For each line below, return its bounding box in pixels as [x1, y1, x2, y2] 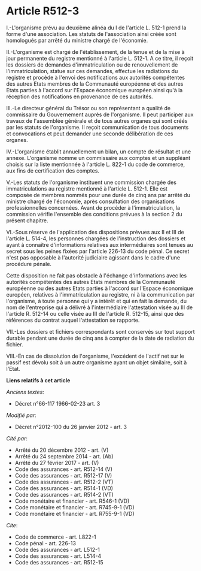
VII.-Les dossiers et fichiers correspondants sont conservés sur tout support [6, 328, 195, 335]
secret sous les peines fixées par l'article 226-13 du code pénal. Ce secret [6, 247, 190, 255]
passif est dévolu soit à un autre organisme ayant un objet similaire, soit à [6, 358, 187, 366]
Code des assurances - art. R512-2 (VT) [14, 478, 114, 485]
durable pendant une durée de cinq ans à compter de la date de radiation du [6, 334, 194, 342]
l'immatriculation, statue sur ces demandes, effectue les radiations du [6, 67, 178, 74]
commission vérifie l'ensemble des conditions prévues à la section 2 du [6, 210, 182, 217]
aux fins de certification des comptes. [6, 167, 100, 174]
